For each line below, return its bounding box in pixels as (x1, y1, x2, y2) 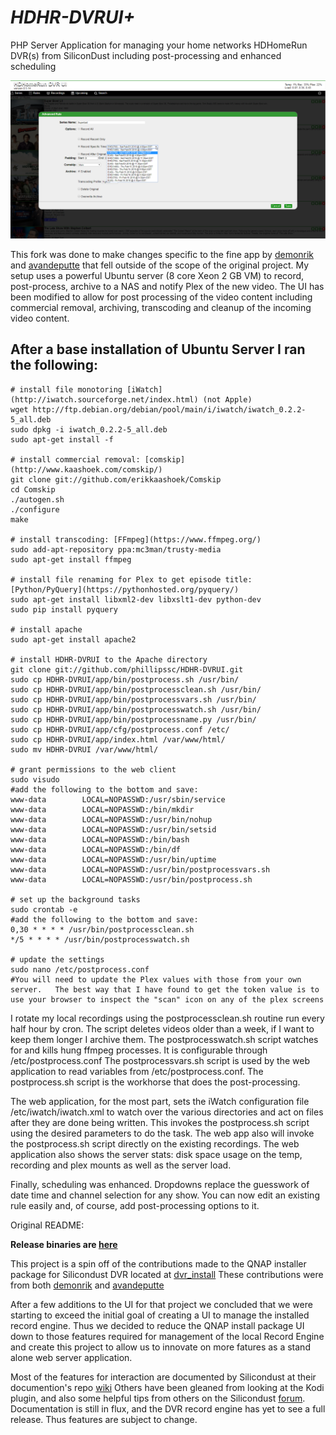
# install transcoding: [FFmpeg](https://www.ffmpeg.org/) (10, 534, 262, 545)
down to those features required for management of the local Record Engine (10, 1330, 325, 1342)
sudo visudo (10, 774, 60, 785)
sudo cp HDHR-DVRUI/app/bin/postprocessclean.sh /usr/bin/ (10, 684, 262, 695)
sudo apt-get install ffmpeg (10, 554, 132, 565)
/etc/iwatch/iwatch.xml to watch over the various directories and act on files (10, 1106, 324, 1118)
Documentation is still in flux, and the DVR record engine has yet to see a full (10, 1402, 326, 1415)
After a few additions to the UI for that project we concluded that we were (10, 1298, 313, 1310)
